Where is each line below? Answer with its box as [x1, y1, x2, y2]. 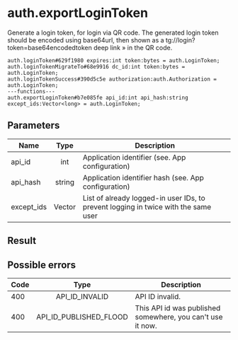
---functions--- [7, 88, 55, 95]
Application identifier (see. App [82, 152, 186, 162]
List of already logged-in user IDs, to [82, 193, 205, 203]
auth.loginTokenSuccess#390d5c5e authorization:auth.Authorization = [7, 76, 217, 83]
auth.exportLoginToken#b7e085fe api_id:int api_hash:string [7, 94, 189, 101]
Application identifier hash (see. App [82, 172, 204, 182]
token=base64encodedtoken [7, 43, 92, 52]
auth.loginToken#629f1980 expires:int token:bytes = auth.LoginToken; [7, 57, 220, 64]
